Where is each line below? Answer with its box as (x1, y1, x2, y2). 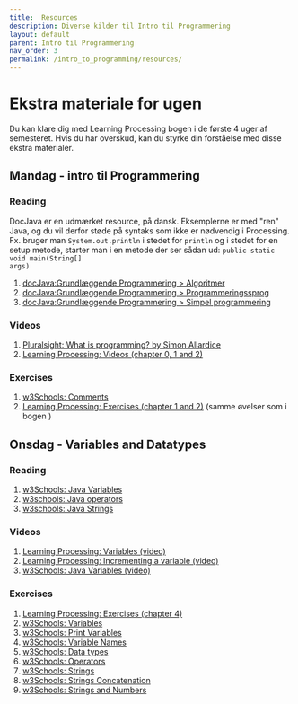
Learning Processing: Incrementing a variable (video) (22, 556, 219, 567)
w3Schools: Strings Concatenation (22, 674, 151, 685)
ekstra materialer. (9, 142, 74, 153)
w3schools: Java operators (22, 493, 124, 504)
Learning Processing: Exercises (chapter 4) (22, 608, 183, 619)
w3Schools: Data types (22, 646, 109, 656)
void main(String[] (9, 253, 83, 263)
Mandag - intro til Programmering (9, 168, 200, 184)
